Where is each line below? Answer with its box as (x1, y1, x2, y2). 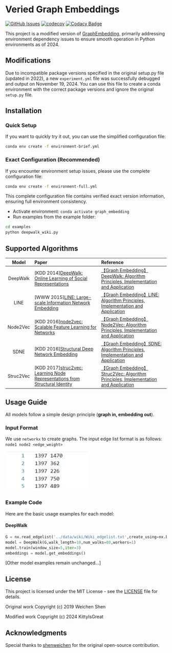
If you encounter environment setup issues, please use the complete (5, 168, 150, 174)
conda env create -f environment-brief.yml (5, 144, 100, 149)
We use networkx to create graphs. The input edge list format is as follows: (5, 436, 162, 442)
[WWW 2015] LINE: (34, 294, 76, 300)
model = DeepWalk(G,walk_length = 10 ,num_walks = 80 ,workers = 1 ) (5, 540, 137, 545)
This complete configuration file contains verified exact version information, (5, 193, 165, 199)
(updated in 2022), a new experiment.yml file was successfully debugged (5, 75, 160, 81)
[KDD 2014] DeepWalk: (34, 270, 83, 276)
